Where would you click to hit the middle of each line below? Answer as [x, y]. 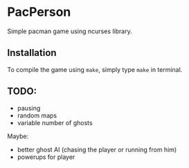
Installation [32, 53]
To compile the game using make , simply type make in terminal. [95, 69]
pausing [29, 108]
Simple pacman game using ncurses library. [70, 31]
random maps [37, 115]
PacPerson [39, 12]
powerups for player [46, 157]
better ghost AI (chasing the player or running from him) [97, 149]
